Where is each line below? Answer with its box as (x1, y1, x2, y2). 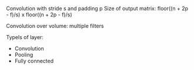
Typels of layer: (6, 34, 44, 40)
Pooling (14, 51, 34, 58)
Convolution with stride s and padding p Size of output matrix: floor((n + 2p (6, 5, 188, 12)
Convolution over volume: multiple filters (6, 23, 104, 29)
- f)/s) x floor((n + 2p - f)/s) (6, 11, 72, 18)
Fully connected (14, 58, 54, 64)
